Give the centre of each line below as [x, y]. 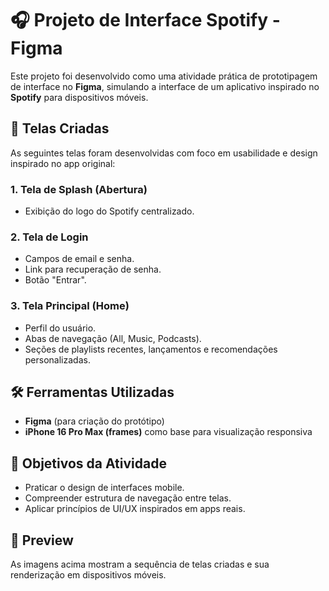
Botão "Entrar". [55, 280]
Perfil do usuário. [60, 328]
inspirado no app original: [63, 163]
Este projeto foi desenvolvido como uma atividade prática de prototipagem [164, 76]
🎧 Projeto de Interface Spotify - [145, 20]
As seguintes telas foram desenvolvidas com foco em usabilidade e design [164, 153]
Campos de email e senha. [79, 259]
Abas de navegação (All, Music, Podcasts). [113, 338]
